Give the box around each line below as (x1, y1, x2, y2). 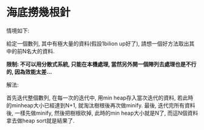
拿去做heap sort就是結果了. (6, 117, 75, 124)
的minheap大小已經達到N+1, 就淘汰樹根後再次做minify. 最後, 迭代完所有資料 (6, 101, 196, 109)
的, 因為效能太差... (6, 68, 52, 75)
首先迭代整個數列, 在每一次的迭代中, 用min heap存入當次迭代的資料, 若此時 (6, 94, 194, 101)
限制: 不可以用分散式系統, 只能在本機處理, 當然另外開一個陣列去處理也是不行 (6, 60, 197, 68)
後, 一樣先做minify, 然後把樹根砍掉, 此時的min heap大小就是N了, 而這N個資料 (6, 109, 199, 117)
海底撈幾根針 (6, 5, 71, 20)
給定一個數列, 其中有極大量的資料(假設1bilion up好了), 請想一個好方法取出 (6, 40, 190, 47)
